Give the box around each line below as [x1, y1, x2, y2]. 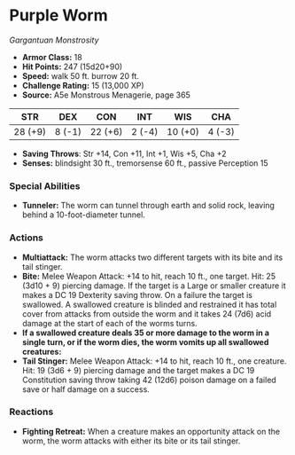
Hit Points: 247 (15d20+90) [21, 61, 123, 72]
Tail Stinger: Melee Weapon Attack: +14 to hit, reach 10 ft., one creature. [21, 356, 287, 366]
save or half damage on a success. [21, 383, 151, 395]
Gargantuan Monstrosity [9, 35, 99, 45]
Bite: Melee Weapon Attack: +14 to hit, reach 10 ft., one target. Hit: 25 [21, 271, 276, 281]
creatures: [21, 346, 62, 357]
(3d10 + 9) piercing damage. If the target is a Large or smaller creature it [21, 280, 286, 291]
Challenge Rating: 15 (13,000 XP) [21, 80, 144, 90]
